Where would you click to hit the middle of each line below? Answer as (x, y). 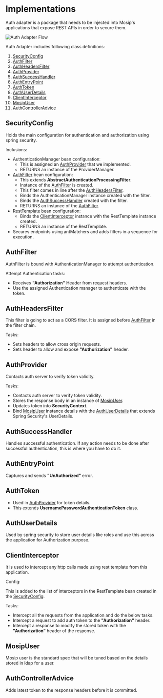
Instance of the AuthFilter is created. (57, 185)
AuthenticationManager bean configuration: (57, 159)
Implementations (41, 9)
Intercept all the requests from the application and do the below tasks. (83, 615)
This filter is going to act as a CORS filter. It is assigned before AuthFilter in (81, 320)
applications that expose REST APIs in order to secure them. (66, 27)
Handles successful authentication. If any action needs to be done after (77, 443)
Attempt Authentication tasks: (35, 273)
